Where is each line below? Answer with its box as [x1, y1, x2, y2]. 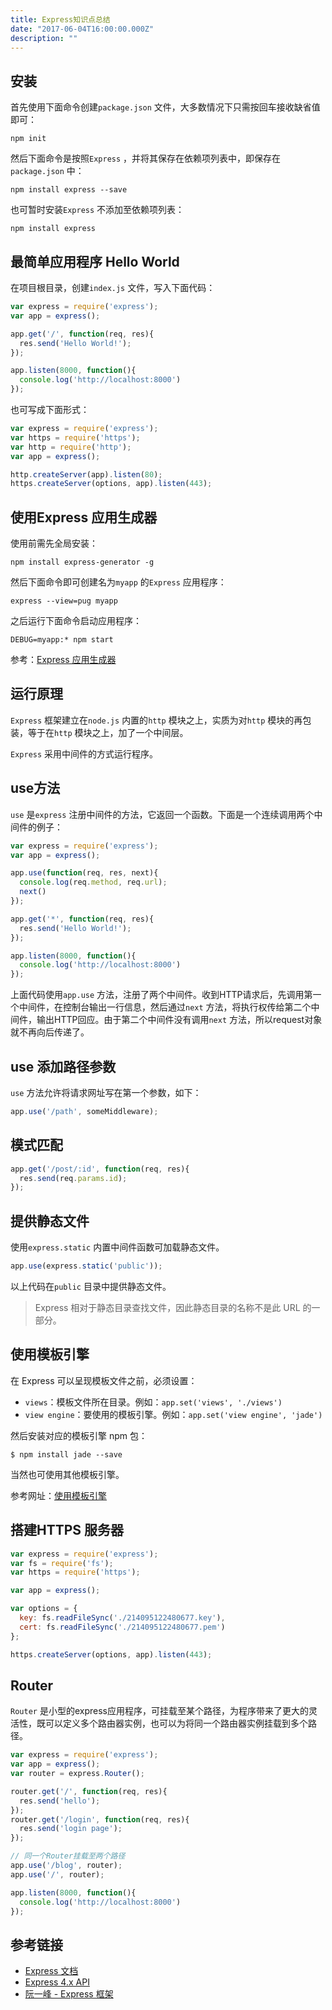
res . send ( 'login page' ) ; [19, 1824, 123, 1834]
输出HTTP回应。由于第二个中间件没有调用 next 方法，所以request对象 [36, 1014, 323, 1026]
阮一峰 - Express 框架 [24, 1988, 114, 2000]
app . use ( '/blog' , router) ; [10, 1861, 123, 1871]
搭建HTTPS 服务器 [10, 1522, 125, 1539]
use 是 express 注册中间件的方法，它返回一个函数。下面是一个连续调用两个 [10, 808, 315, 820]
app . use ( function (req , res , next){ [10, 868, 159, 878]
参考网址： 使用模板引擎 [10, 1489, 107, 1501]
